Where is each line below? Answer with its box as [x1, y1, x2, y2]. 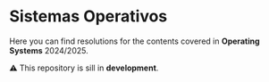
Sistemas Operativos [9, 6, 168, 27]
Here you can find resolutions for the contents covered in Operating [9, 36, 260, 46]
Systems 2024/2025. [9, 45, 88, 55]
